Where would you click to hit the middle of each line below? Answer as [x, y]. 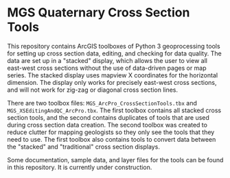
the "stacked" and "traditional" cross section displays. [83, 147]
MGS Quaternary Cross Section [99, 13]
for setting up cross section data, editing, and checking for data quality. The [114, 53]
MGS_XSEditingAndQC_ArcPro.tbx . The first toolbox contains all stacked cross [114, 110]
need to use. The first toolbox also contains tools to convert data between [112, 139]
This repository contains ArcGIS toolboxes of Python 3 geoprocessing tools [114, 46]
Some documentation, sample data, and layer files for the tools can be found [115, 160]
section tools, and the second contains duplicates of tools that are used [108, 117]
